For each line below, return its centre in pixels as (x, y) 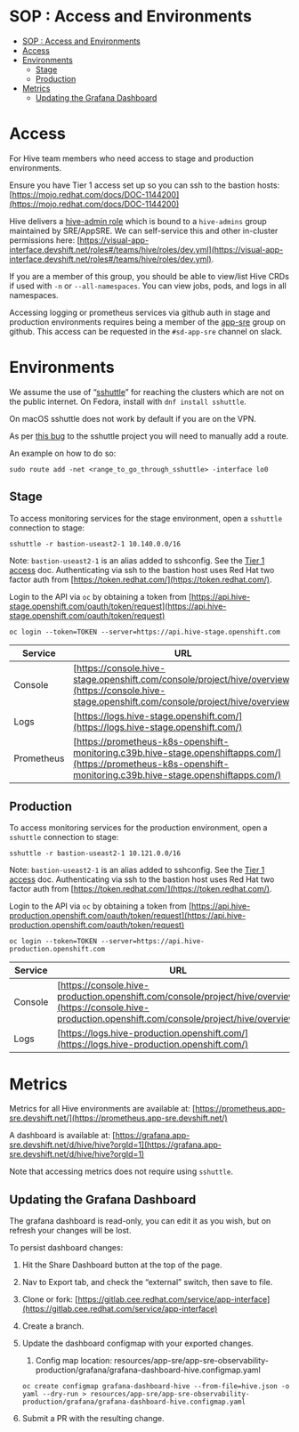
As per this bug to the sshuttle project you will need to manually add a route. (149, 436)
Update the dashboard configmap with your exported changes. (137, 1343)
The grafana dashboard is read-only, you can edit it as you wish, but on (140, 1221)
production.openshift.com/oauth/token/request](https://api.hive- (128, 916)
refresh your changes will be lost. (70, 1231)
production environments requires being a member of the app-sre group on (148, 321)
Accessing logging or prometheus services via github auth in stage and (140, 312)
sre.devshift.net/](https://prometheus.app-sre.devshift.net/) (119, 1118)
